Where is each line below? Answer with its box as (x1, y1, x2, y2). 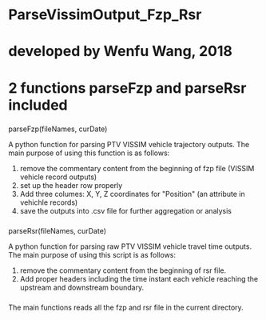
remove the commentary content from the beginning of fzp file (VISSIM (19, 164, 255, 174)
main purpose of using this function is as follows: (8, 148, 170, 158)
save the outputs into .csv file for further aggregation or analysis (19, 206, 232, 216)
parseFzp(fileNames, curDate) (8, 124, 108, 134)
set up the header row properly (19, 181, 123, 190)
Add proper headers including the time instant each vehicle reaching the (19, 274, 258, 284)
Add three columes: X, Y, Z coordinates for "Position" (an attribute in (19, 190, 245, 199)
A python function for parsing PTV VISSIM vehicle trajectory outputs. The (8, 140, 250, 150)
